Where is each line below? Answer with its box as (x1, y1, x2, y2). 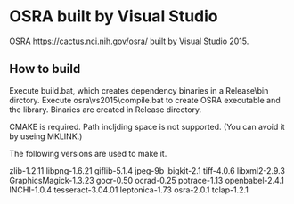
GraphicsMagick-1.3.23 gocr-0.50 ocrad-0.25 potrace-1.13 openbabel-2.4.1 (9, 175, 285, 185)
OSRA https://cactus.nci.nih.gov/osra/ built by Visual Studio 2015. (9, 36, 249, 46)
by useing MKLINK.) (9, 131, 83, 142)
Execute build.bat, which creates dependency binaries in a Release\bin (9, 85, 269, 95)
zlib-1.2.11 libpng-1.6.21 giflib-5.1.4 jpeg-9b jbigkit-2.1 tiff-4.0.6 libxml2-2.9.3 (9, 165, 285, 175)
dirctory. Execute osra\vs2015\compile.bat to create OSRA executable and (9, 94, 281, 105)
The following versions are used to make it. (9, 148, 167, 159)
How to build (9, 61, 81, 77)
